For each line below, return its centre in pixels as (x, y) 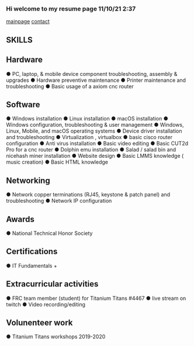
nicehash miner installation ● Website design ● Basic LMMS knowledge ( (95, 156)
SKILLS (20, 40)
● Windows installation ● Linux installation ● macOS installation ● (87, 119)
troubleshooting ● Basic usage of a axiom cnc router (70, 86)
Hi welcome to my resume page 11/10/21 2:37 (71, 9)
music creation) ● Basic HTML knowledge (57, 162)
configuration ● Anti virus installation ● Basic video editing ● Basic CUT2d (97, 143)
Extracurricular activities (52, 284)
